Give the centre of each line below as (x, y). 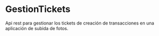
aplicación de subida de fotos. (37, 28)
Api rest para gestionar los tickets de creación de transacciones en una (80, 23)
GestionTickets (38, 9)
